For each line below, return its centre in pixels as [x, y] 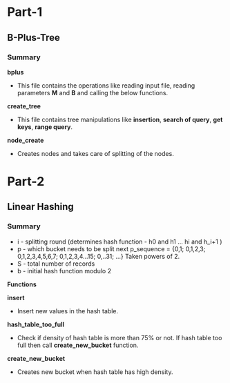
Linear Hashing [40, 207]
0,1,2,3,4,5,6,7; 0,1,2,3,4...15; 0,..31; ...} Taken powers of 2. [98, 256]
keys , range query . [45, 127]
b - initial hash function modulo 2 [64, 271]
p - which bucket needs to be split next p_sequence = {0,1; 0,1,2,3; [111, 248]
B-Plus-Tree [33, 38]
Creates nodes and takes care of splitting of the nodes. [95, 153]
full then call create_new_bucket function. [78, 345]
